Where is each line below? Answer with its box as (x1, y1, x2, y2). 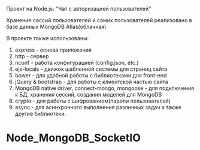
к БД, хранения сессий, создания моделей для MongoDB (14, 91, 162, 98)
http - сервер (14, 53, 49, 59)
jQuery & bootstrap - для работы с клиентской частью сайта (14, 78, 169, 85)
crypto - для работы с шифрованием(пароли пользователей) (14, 97, 171, 104)
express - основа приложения (14, 46, 92, 53)
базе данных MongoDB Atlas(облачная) (6, 23, 107, 30)
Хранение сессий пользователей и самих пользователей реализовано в (6, 17, 193, 23)
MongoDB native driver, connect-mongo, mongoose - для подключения (14, 85, 195, 92)
